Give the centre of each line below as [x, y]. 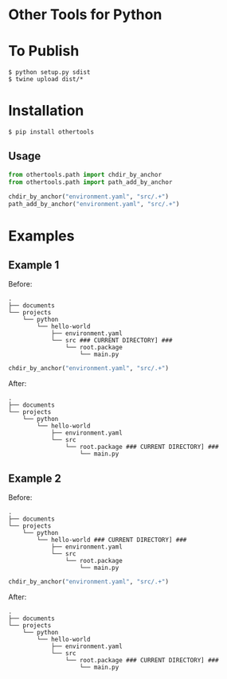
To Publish [44, 51]
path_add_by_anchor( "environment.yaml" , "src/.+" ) [94, 204]
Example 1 [34, 265]
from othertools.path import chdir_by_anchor [85, 174]
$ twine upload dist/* [46, 80]
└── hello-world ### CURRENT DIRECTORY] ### [112, 540]
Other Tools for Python [85, 15]
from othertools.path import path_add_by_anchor [90, 182]
